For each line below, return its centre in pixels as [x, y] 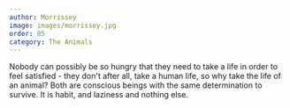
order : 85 [27, 33]
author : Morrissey [43, 17]
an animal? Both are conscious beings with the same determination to [136, 85]
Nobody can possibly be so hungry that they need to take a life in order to [144, 67]
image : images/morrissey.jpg [63, 25]
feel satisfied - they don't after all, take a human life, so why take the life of [145, 76]
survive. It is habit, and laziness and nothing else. [99, 95]
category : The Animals [51, 42]
